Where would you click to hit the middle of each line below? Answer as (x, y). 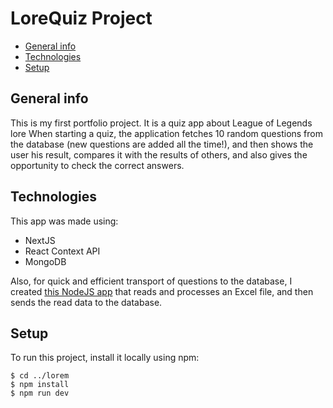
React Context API (62, 251)
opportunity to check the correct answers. (97, 165)
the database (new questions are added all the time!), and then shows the (162, 144)
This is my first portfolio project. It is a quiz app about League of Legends (161, 123)
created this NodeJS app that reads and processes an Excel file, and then (162, 291)
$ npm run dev (40, 393)
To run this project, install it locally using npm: (105, 358)
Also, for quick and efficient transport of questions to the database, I (151, 281)
